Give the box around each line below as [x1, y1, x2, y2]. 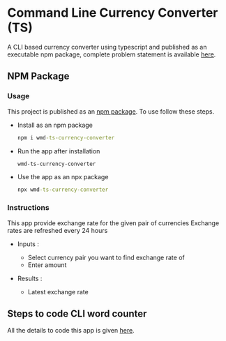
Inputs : [17, 239, 40, 248]
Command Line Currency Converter [7, 5, 218, 21]
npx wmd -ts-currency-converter [17, 186, 109, 193]
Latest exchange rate [27, 287, 89, 296]
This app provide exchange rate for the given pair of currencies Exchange [7, 218, 220, 227]
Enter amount [27, 260, 67, 269]
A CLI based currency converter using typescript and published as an [7, 43, 207, 51]
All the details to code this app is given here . [7, 326, 135, 335]
